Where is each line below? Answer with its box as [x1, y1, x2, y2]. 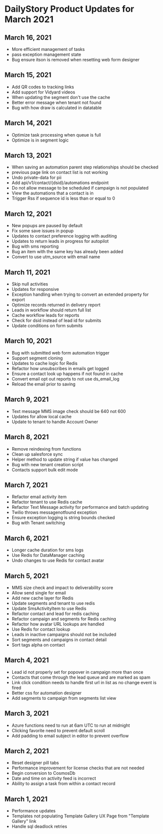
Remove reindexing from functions [11, 446, 81, 452]
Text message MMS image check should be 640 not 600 [11, 408, 126, 414]
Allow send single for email [11, 590, 66, 596]
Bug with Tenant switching [11, 520, 65, 526]
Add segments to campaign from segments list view [11, 695, 117, 701]
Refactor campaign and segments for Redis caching [11, 616, 117, 621]
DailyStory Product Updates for [4, 3, 135, 15]
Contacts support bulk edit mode [11, 467, 79, 473]
